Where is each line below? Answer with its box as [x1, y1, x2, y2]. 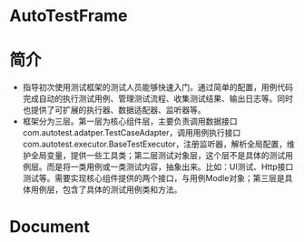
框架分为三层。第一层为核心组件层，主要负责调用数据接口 [22, 116, 238, 127]
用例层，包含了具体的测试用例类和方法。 [30, 184, 182, 196]
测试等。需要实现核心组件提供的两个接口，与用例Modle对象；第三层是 [22, 173, 285, 184]
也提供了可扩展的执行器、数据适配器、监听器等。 [22, 105, 206, 116]
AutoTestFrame [9, 5, 128, 26]
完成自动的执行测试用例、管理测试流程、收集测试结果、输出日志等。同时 [22, 93, 293, 105]
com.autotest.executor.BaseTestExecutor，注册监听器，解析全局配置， [22, 138, 288, 150]
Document [9, 217, 91, 237]
